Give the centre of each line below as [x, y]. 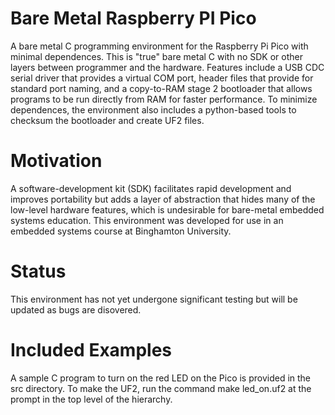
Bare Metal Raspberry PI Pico [133, 18]
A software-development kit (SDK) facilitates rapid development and [151, 188]
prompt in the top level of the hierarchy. [91, 399]
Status [38, 271]
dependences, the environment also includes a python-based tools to [153, 109]
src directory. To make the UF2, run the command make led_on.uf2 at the [161, 388]
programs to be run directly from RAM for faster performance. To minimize [164, 99]
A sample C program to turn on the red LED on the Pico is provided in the [161, 378]
